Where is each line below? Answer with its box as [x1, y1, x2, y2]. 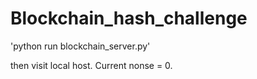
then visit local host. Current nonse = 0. [10, 59, 173, 71]
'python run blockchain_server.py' [10, 40, 151, 52]
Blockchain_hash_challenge [10, 7, 248, 30]
